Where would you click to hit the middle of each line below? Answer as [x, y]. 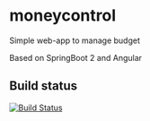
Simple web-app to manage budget [75, 40]
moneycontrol [63, 16]
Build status [44, 86]
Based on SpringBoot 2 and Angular [75, 57]
